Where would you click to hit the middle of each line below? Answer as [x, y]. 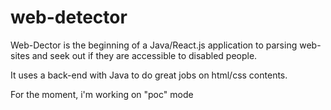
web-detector [69, 17]
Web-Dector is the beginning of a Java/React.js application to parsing [154, 45]
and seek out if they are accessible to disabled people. [144, 55]
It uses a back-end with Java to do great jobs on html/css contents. [149, 75]
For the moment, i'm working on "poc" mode [102, 94]
